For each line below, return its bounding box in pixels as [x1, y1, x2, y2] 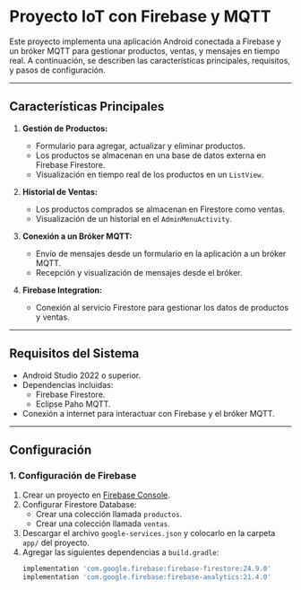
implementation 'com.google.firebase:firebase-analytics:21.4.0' [21, 573, 271, 582]
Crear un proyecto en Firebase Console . [21, 489, 170, 500]
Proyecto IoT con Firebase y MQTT [9, 6, 271, 27]
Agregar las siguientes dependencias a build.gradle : [21, 547, 219, 558]
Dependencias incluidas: [21, 379, 114, 390]
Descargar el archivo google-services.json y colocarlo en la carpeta [21, 528, 276, 539]
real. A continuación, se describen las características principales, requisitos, [9, 55, 291, 66]
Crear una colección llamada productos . [35, 509, 183, 520]
